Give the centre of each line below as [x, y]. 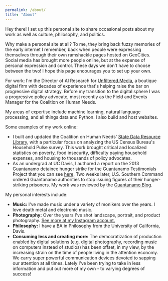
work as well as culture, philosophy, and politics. [55, 34]
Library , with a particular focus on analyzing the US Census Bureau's [83, 142]
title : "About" [21, 15]
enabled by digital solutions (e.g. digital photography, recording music [85, 242]
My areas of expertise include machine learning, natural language [73, 112]
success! [22, 274]
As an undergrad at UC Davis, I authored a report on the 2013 [76, 163]
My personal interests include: [36, 194]
